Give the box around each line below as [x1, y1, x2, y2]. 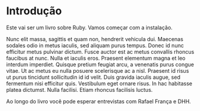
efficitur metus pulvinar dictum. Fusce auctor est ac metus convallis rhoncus [6, 48, 195, 55]
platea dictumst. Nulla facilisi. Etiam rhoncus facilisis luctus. [6, 86, 153, 93]
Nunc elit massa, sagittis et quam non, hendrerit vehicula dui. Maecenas [6, 35, 184, 42]
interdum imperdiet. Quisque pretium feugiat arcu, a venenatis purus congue [6, 61, 194, 68]
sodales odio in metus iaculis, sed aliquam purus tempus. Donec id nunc [6, 42, 184, 49]
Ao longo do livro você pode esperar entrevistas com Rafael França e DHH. [6, 97, 191, 105]
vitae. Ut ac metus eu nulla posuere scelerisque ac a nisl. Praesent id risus [6, 67, 189, 74]
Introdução [6, 4, 62, 18]
